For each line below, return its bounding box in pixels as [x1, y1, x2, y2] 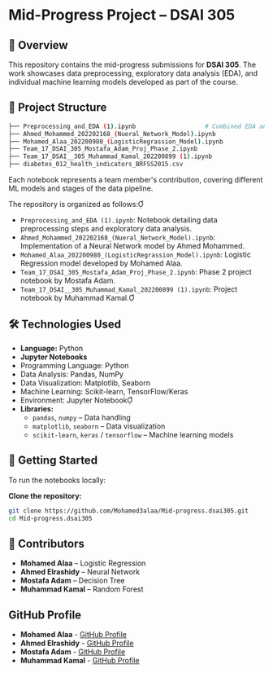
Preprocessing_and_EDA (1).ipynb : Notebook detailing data [19, 215, 218, 225]
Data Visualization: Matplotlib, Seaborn [19, 377, 150, 388]
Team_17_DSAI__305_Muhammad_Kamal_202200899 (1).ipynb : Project [19, 284, 238, 294]
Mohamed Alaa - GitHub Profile [19, 630, 128, 640]
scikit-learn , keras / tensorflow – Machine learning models [32, 429, 234, 439]
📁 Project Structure [8, 100, 107, 115]
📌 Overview [8, 38, 68, 52]
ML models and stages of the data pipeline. [8, 183, 154, 193]
